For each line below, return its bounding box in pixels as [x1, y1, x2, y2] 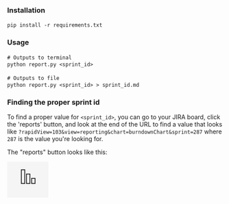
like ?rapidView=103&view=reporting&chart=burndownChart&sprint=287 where [7, 127, 222, 136]
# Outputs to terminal [7, 54, 72, 61]
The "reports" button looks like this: [7, 148, 108, 156]
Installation [7, 5, 46, 15]
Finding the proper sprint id [7, 97, 100, 107]
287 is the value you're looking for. [7, 134, 104, 142]
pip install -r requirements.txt [7, 22, 103, 29]
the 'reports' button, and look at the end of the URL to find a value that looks [7, 120, 223, 128]
